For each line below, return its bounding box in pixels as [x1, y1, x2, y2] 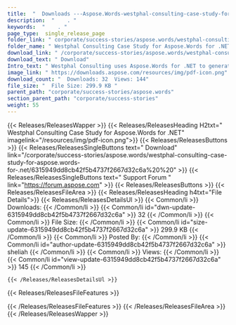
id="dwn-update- [145, 203, 195, 211]
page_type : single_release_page [7, 29, 105, 37]
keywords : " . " [7, 23, 68, 30]
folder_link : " [7, 37, 52, 44]
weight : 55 [7, 102, 39, 109]
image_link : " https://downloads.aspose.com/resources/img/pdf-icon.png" [7, 69, 228, 76]
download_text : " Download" [7, 56, 90, 63]
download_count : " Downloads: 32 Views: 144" [7, 75, 150, 83]
